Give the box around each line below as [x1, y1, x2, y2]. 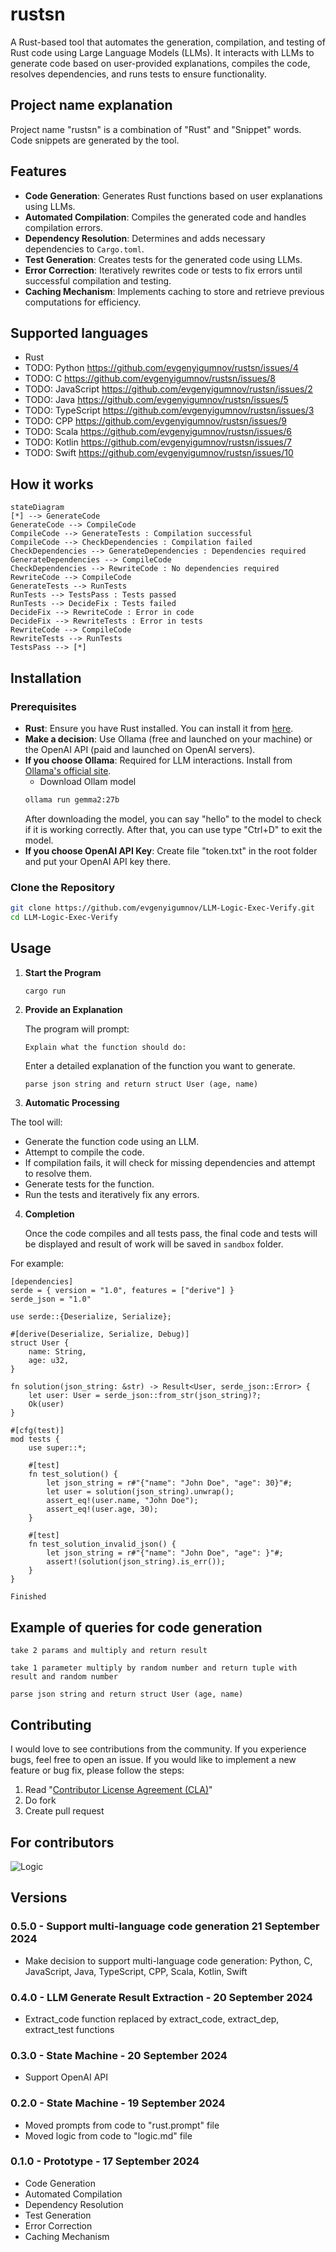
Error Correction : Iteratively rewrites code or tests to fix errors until [24, 264, 303, 276]
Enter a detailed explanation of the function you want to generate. [24, 1060, 296, 1072]
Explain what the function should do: [24, 1043, 187, 1053]
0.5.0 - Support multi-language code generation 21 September [10, 1919, 320, 1933]
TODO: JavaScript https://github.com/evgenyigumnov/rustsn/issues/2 [24, 383, 313, 395]
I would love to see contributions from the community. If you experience [10, 1743, 307, 1755]
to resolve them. [24, 1168, 93, 1180]
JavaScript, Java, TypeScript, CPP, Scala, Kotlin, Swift [24, 1965, 248, 1977]
